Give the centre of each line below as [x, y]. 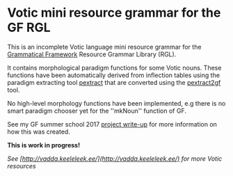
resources [22, 166]
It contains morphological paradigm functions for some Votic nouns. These [114, 67]
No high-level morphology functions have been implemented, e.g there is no [116, 103]
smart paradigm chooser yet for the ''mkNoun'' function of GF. [97, 111]
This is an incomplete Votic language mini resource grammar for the [104, 47]
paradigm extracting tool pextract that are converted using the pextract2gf [114, 82]
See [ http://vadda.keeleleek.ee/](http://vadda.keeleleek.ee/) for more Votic [115, 159]
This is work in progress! [44, 145]
